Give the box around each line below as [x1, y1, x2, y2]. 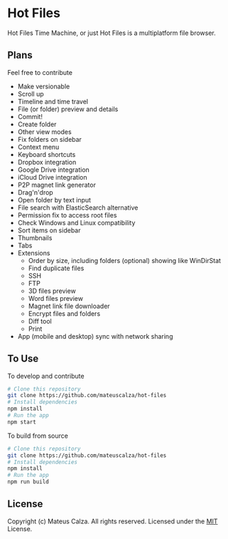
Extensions [17, 248, 50, 257]
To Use [7, 353, 39, 365]
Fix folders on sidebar [17, 135, 82, 143]
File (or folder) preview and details [17, 105, 119, 113]
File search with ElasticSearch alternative [17, 203, 139, 212]
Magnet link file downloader [28, 302, 110, 310]
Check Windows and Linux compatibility [17, 218, 136, 227]
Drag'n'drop [17, 188, 53, 197]
